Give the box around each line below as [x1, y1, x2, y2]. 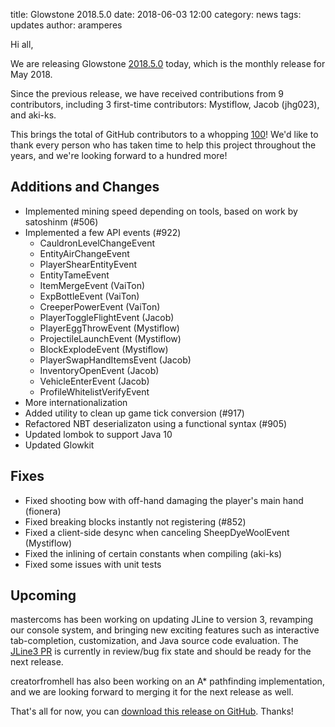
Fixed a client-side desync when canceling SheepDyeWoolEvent [24, 526, 290, 538]
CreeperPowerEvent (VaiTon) [39, 300, 161, 313]
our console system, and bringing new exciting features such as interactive [10, 624, 320, 636]
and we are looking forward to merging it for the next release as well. [10, 686, 294, 698]
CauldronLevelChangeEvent [39, 237, 155, 249]
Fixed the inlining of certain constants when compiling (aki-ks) [24, 547, 283, 559]
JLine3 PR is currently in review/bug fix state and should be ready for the [10, 645, 312, 658]
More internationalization [24, 396, 128, 408]
